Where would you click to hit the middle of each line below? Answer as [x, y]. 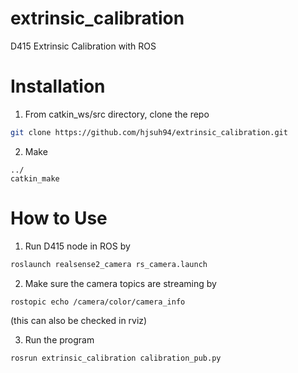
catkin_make [35, 178]
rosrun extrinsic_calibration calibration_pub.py [116, 358]
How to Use [59, 218]
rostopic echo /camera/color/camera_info [98, 302]
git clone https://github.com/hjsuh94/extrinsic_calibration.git [149, 132]
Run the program [59, 340]
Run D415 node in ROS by [77, 246]
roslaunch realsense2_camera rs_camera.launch [109, 264]
